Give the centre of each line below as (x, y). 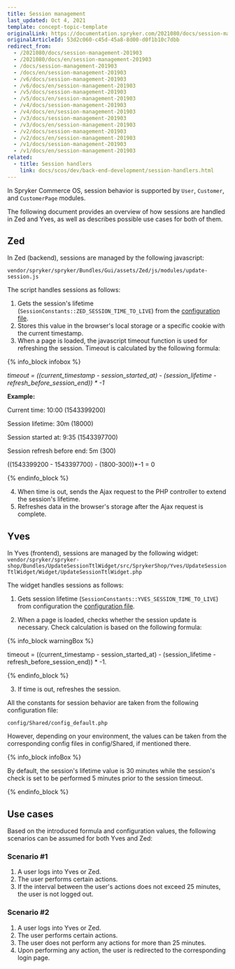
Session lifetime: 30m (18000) (50, 424)
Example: (21, 397)
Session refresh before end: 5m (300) (62, 451)
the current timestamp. (50, 334)
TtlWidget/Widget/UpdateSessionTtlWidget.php (74, 572)
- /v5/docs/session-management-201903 (70, 92)
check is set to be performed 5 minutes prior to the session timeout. (105, 778)
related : (20, 158)
